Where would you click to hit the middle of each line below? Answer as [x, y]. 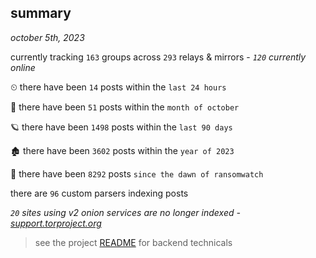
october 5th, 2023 [47, 37]
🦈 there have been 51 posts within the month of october [125, 107]
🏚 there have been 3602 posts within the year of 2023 [122, 150]
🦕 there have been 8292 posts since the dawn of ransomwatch [137, 173]
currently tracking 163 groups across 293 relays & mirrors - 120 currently [158, 57]
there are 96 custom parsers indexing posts [99, 193]
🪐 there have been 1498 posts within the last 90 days [121, 127]
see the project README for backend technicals [133, 242]
